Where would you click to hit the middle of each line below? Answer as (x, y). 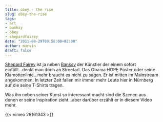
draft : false (18, 50)
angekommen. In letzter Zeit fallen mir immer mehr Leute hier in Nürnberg (79, 80)
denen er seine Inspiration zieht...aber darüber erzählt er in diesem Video (79, 100)
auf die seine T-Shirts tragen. (34, 85)
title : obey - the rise (29, 10)
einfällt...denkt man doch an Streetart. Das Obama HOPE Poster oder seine (80, 69)
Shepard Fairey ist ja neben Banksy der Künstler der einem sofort (71, 64)
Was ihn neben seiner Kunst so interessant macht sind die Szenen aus (76, 94)
